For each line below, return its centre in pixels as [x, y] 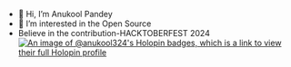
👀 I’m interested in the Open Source [85, 24]
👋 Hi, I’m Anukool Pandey [65, 14]
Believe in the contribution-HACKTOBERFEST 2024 [114, 33]
